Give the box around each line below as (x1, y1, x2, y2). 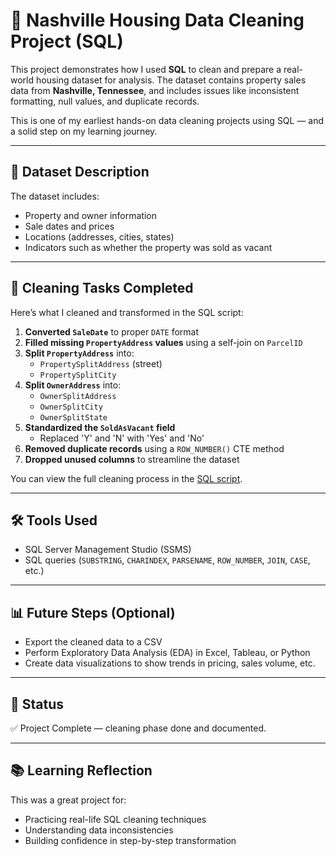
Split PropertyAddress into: (24, 347, 135, 359)
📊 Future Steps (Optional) (10, 604, 176, 621)
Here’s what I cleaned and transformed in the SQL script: (10, 306, 244, 318)
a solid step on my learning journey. (10, 125, 158, 137)
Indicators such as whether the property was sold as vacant (24, 241, 273, 253)
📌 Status (10, 695, 65, 713)
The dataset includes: (10, 190, 100, 202)
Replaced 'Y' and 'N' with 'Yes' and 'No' (39, 432, 205, 444)
